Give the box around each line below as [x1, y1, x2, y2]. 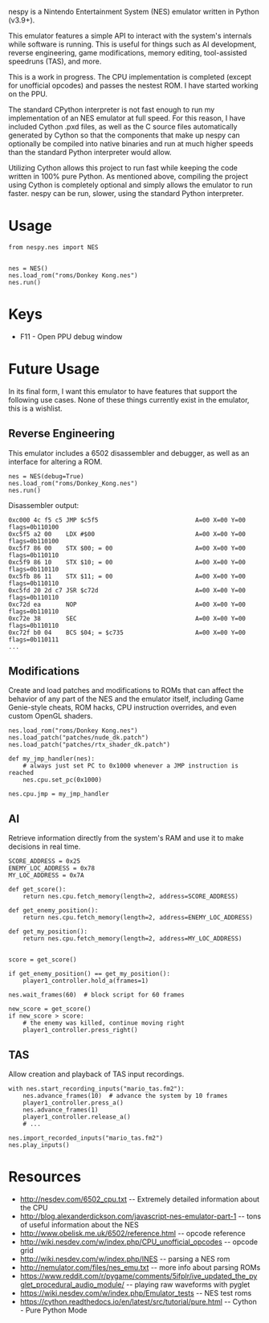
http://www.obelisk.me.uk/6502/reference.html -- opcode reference [19, 1229, 247, 1238]
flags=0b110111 [8, 635, 59, 644]
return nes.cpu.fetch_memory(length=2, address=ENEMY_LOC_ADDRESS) [22, 914, 253, 922]
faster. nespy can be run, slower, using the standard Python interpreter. [8, 189, 244, 198]
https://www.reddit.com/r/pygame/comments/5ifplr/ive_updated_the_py [19, 1272, 258, 1280]
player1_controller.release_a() [22, 1113, 131, 1121]
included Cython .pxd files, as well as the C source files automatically [8, 122, 238, 131]
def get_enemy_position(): [8, 907, 99, 915]
